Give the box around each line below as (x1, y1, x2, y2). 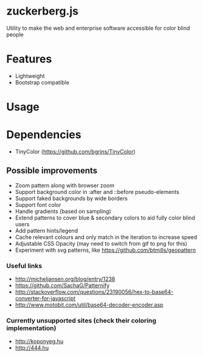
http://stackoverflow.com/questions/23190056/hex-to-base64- (15, 288, 174, 296)
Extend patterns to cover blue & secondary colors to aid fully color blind (15, 214, 196, 221)
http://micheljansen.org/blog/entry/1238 (15, 276, 115, 283)
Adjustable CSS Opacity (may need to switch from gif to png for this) (15, 240, 187, 247)
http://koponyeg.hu (15, 338, 64, 345)
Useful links (6, 262, 43, 270)
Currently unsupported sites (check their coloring (6, 316, 157, 325)
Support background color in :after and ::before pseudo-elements (15, 188, 179, 195)
